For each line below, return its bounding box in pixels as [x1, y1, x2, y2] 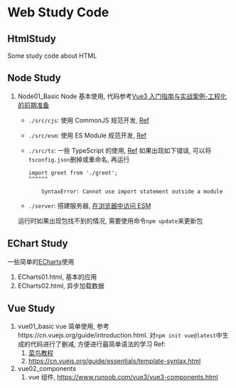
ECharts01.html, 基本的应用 [17, 272, 97, 281]
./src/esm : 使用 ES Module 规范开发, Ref [28, 131, 147, 140]
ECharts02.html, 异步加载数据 [17, 281, 104, 290]
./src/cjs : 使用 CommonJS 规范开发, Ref [28, 115, 149, 125]
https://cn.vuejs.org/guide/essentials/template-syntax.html [28, 357, 201, 365]
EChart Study [7, 238, 68, 250]
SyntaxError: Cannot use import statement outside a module [41, 188, 223, 195]
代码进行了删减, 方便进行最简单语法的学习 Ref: [30, 340, 166, 349]
